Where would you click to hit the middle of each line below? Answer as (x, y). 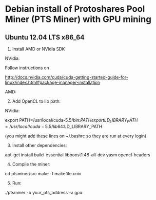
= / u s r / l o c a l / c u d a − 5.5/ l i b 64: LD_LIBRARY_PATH (54, 126)
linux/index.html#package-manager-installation (53, 82)
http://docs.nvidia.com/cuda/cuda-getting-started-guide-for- (67, 77)
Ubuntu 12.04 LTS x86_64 (45, 37)
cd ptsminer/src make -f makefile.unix (43, 173)
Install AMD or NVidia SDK (39, 49)
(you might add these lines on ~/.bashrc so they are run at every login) (76, 136)
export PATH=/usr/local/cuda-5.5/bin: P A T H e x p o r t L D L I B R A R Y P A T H (71, 121)
